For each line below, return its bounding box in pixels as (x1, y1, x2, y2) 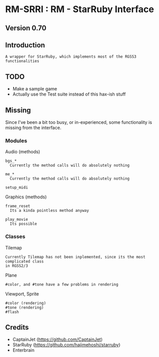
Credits (5, 323, 29, 332)
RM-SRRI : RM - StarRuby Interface (5, 4, 154, 15)
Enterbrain (12, 347, 34, 353)
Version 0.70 (5, 24, 46, 32)
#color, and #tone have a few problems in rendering (5, 282, 119, 287)
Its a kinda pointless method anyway (10, 208, 89, 213)
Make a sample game (12, 86, 58, 92)
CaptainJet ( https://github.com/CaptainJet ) (12, 336, 103, 342)
